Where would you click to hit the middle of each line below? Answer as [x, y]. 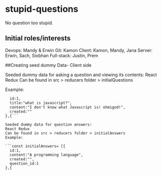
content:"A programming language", [46, 155]
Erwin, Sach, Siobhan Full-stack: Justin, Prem [52, 55]
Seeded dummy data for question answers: [49, 125]
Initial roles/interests [38, 38]
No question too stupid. [29, 23]
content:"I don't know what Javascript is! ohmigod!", [68, 107]
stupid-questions [42, 9]
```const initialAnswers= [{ [35, 146]
